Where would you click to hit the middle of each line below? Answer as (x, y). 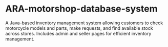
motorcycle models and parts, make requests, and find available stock (79, 28)
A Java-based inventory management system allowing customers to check (84, 23)
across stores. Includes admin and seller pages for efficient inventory (78, 33)
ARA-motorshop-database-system (81, 9)
